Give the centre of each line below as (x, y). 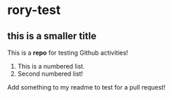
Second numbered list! (50, 73)
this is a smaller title (52, 36)
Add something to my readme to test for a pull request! (87, 87)
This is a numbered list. (51, 66)
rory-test (34, 10)
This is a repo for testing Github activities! (68, 52)
